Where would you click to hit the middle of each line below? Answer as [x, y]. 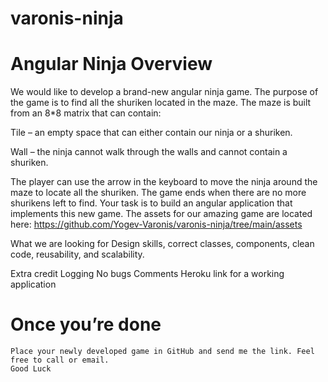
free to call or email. [60, 360]
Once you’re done [86, 324]
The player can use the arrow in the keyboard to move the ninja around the [164, 182]
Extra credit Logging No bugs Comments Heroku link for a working [147, 274]
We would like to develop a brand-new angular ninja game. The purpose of [164, 92]
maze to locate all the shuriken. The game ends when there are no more [158, 193]
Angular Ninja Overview [111, 64]
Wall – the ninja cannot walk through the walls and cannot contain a [149, 152]
